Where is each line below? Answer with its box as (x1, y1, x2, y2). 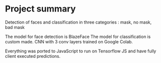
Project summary (5, 3, 76, 14)
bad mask (5, 24, 25, 30)
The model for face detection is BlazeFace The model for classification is (5, 34, 151, 39)
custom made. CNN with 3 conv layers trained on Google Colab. (5, 38, 133, 44)
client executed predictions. (5, 53, 61, 59)
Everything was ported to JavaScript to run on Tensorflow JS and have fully (5, 48, 157, 54)
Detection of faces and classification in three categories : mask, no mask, (5, 19, 152, 25)
